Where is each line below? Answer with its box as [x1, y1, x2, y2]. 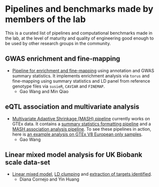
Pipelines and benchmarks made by [5, 3, 154, 15]
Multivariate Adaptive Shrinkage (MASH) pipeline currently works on [12, 116, 150, 121]
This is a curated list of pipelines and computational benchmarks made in [5, 30, 153, 36]
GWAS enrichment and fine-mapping [5, 55, 120, 63]
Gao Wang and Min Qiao [19, 88, 69, 94]
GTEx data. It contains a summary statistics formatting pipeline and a [12, 121, 151, 127]
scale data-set [5, 158, 50, 166]
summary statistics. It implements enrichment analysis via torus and [12, 72, 150, 79]
